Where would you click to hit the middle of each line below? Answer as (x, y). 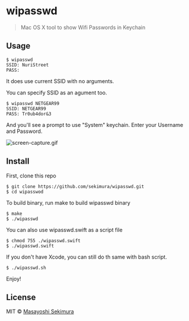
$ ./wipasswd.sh (26, 268)
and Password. (24, 131)
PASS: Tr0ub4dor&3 (29, 114)
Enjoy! (14, 279)
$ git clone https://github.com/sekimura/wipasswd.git (75, 186)
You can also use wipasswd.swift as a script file (64, 230)
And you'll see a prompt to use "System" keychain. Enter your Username (95, 125)
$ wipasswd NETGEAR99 (33, 103)
